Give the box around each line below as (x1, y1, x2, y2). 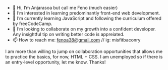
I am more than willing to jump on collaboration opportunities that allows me (5, 48, 163, 54)
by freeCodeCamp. (12, 20, 52, 26)
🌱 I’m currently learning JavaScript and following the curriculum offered (12, 15, 161, 21)
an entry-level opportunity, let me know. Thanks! (5, 59, 106, 65)
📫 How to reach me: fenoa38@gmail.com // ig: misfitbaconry (12, 37, 141, 42)
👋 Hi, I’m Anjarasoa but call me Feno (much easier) (12, 5, 118, 10)
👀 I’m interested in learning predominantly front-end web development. (12, 10, 160, 16)
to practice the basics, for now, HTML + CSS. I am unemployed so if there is (5, 54, 163, 59)
